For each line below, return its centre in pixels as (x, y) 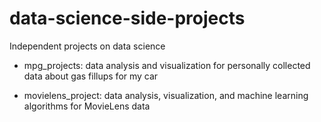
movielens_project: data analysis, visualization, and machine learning (166, 95)
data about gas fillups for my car (91, 76)
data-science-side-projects (127, 18)
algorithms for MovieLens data (87, 106)
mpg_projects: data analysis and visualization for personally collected (167, 65)
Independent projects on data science (87, 46)
